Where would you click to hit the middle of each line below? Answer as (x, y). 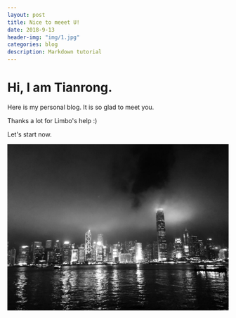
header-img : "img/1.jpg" (44, 37)
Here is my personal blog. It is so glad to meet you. (81, 107)
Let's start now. (29, 134)
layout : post (26, 15)
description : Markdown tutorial (54, 52)
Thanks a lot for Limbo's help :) (52, 120)
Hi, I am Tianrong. (60, 88)
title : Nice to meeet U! (44, 22)
